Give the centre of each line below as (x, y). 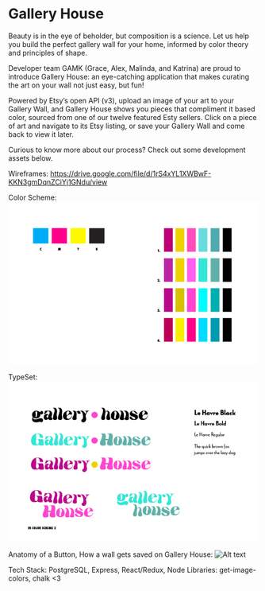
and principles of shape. (48, 52)
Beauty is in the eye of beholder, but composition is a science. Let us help (129, 36)
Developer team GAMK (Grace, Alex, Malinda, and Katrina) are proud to (125, 68)
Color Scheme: (33, 197)
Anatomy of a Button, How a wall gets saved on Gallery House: (111, 554)
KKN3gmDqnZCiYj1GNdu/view (58, 182)
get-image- (238, 570)
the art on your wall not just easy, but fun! (76, 85)
